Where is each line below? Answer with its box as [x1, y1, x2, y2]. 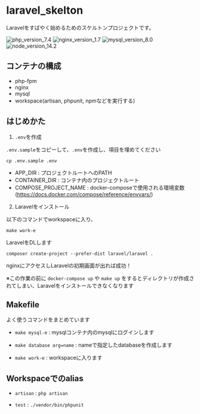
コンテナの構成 [6, 61, 61, 72]
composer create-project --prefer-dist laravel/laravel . [6, 251, 153, 257]
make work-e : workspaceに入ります [14, 354, 103, 362]
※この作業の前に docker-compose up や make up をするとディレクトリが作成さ [6, 274, 195, 282]
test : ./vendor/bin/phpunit [14, 401, 84, 409]
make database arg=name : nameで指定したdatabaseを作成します [14, 341, 173, 349]
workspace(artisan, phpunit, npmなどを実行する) [14, 97, 136, 104]
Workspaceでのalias [6, 373, 84, 384]
